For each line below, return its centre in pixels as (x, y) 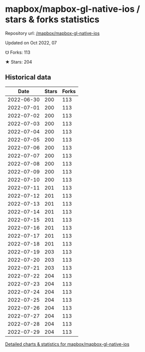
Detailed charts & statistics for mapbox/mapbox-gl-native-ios (67, 344)
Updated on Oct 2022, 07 (31, 42)
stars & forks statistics (52, 19)
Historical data (28, 77)
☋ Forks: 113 (18, 52)
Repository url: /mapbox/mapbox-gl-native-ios (53, 33)
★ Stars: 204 (19, 62)
